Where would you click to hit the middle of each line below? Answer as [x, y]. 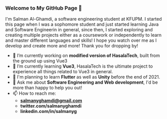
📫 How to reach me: [34, 93]
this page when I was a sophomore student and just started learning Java [82, 24]
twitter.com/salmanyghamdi [51, 106]
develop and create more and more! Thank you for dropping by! [72, 46]
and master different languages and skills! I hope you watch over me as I [81, 40]
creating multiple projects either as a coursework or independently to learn [83, 35]
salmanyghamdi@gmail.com [51, 101]
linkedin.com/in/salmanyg [48, 111]
